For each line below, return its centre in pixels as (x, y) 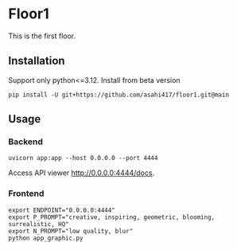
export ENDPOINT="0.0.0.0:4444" (62, 210)
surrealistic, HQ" (39, 224)
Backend (26, 142)
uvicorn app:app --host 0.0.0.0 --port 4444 (83, 158)
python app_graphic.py (46, 238)
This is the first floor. (42, 36)
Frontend (26, 193)
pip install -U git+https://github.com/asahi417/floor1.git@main (118, 95)
